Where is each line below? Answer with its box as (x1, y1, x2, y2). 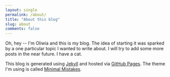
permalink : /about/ (5, 12, 47, 17)
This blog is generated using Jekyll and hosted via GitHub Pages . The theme (5, 61, 165, 67)
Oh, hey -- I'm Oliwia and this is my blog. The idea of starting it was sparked (5, 40, 164, 46)
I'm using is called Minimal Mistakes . (5, 66, 82, 72)
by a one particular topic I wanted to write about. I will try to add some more (5, 46, 164, 52)
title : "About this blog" (5, 17, 60, 22)
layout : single (5, 7, 38, 13)
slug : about (5, 21, 30, 27)
